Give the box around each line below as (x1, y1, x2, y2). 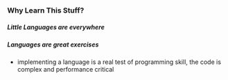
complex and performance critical (17, 65, 114, 74)
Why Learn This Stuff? (7, 6, 85, 15)
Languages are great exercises (7, 40, 99, 49)
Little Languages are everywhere (7, 23, 105, 31)
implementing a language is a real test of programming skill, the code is (17, 58, 222, 66)
